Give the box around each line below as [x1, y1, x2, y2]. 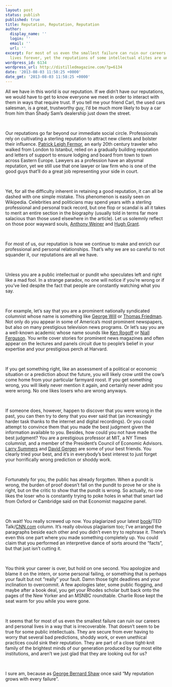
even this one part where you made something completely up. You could [5, 534, 159, 540]
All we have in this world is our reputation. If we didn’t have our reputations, [5, 88, 165, 94]
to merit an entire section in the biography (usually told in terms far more [5, 210, 158, 216]
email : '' [10, 41, 31, 46]
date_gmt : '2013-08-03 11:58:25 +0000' [5, 74, 91, 80]
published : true [5, 17, 40, 22]
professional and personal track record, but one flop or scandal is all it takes [5, 204, 166, 210]
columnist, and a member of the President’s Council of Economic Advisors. [5, 440, 163, 446]
